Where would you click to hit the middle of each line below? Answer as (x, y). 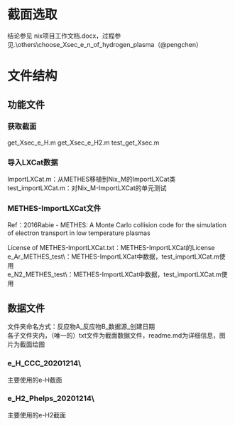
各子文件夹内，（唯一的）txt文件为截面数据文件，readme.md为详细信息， (114, 336)
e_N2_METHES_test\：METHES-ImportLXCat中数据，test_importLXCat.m (114, 274)
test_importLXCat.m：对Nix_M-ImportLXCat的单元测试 (87, 188)
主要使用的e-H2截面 (37, 415)
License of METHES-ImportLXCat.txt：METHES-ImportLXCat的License (111, 248)
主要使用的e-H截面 (35, 380)
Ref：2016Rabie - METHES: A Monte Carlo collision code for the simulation (117, 225)
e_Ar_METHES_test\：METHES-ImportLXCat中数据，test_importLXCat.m (114, 256)
